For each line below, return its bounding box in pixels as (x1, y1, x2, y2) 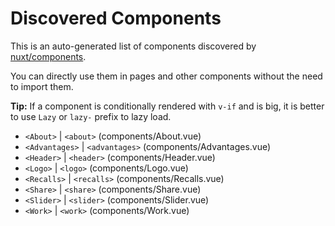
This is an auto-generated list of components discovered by (10, 40, 257, 52)
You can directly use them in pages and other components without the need (10, 70, 323, 82)
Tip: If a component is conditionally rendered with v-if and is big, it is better (10, 100, 325, 112)
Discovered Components (10, 7, 222, 30)
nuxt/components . (10, 50, 87, 62)
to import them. (10, 80, 74, 92)
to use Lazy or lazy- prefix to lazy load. (10, 110, 172, 122)
